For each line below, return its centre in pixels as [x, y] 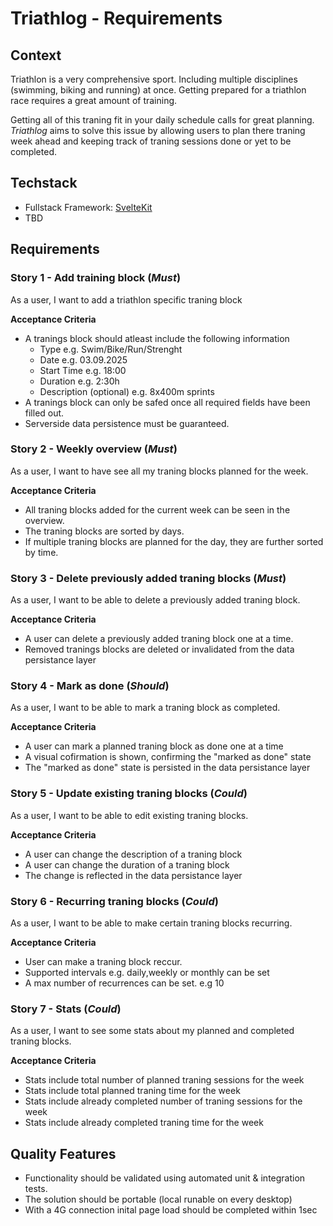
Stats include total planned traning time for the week [132, 1091]
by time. [41, 552]
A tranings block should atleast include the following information [157, 338]
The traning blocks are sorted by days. [104, 531]
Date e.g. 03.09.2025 [83, 359]
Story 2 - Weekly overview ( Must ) [94, 449]
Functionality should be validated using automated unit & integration [165, 1178]
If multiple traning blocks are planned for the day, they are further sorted [174, 541]
